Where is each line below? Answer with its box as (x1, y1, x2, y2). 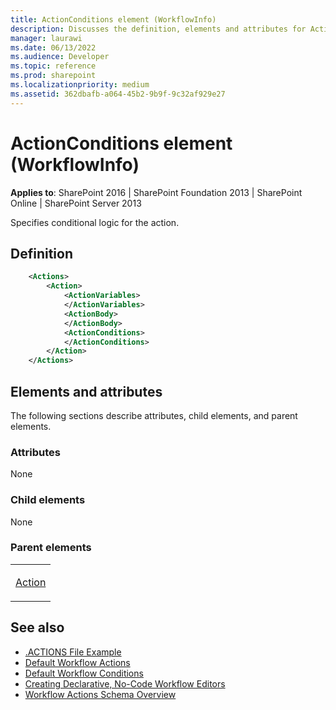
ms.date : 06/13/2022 (10, 42, 97, 53)
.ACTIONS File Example (24, 646, 122, 658)
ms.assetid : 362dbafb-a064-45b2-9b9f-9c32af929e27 (10, 89, 226, 99)
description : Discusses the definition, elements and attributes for (10, 24, 307, 34)
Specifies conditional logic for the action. (10, 216, 180, 228)
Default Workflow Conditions (24, 667, 144, 679)
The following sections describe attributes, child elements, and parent (10, 409, 298, 421)
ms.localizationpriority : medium (10, 80, 150, 90)
